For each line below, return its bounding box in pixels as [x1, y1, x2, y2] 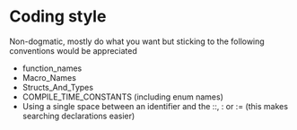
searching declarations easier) [22, 110, 135, 121]
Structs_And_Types [22, 82, 94, 92]
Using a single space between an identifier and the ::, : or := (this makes [22, 100, 289, 111]
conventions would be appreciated [9, 45, 137, 56]
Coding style [9, 6, 107, 27]
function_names [22, 63, 83, 74]
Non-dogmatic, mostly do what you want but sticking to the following [9, 36, 265, 47]
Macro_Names [22, 72, 76, 82]
